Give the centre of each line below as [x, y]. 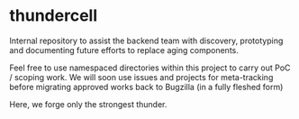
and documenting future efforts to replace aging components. [124, 50]
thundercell [53, 16]
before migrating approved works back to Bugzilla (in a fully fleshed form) [146, 87]
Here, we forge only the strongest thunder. [88, 104]
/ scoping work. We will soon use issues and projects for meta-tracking [141, 77]
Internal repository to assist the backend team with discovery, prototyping [146, 41]
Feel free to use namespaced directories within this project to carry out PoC [150, 68]
